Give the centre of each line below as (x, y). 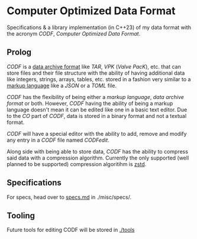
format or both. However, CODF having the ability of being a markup (90, 103)
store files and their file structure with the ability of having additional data (96, 73)
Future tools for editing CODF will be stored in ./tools (71, 230)
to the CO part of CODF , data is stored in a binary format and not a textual (97, 116)
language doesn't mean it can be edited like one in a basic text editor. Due (97, 109)
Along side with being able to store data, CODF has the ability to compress (98, 151)
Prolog (19, 52)
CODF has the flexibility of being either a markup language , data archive (95, 97)
